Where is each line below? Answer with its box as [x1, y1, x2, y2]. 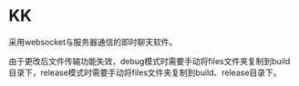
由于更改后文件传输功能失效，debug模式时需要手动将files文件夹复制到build [8, 55, 291, 66]
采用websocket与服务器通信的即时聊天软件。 [8, 36, 178, 47]
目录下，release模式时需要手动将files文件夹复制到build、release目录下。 [8, 67, 282, 78]
